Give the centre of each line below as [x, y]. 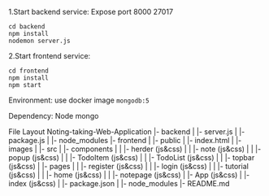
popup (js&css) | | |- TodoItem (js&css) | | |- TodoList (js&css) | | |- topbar [132, 157]
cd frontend [28, 71]
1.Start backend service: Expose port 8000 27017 [91, 12]
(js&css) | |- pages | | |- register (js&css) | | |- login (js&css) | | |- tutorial [129, 166]
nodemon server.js [39, 41]
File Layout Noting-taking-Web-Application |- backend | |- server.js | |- [127, 132]
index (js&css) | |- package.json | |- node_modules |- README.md [119, 183]
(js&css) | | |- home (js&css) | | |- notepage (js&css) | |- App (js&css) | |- [129, 175]
